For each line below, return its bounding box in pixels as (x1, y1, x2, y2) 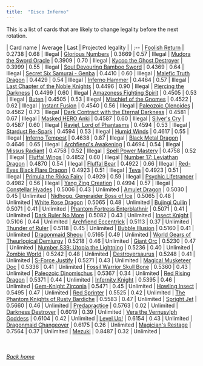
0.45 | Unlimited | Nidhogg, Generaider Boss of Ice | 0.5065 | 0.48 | (6, 192, 175, 199)
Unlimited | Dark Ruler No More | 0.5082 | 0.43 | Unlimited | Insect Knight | (6, 211, 192, 219)
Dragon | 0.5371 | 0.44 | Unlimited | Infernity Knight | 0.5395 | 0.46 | (6, 276, 176, 283)
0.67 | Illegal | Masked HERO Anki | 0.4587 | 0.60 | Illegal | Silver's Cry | (6, 115, 185, 122)
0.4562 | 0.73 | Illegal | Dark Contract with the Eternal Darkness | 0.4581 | (6, 108, 190, 115)
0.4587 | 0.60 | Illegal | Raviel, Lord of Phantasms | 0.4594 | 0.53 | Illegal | (6, 121, 191, 128)
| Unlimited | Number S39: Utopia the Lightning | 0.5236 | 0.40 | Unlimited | (6, 243, 194, 251)
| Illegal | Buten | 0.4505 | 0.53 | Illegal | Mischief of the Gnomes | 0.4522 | (6, 95, 192, 103)
